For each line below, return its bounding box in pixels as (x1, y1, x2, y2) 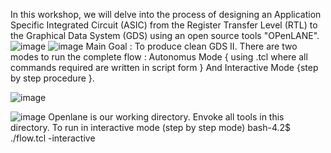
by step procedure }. (10, 72, 95, 84)
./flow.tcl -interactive (10, 132, 96, 144)
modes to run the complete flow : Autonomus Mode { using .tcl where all (10, 51, 308, 63)
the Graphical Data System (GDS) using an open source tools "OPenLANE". (10, 30, 320, 41)
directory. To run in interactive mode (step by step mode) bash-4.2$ (10, 122, 292, 133)
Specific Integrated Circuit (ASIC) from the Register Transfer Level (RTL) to (10, 19, 318, 31)
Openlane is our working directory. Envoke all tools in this (48, 111, 285, 123)
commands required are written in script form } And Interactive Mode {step (10, 62, 319, 73)
